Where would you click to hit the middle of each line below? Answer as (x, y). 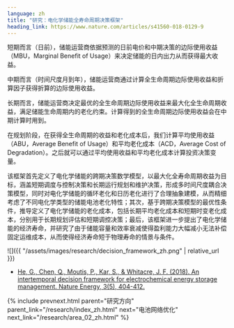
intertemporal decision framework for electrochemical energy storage (117, 279)
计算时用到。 (31, 120)
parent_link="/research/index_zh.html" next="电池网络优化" (93, 310)
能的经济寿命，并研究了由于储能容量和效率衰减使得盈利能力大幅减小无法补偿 (117, 228)
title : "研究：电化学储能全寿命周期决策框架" (65, 20)
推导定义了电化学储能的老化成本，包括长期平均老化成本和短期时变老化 (120, 211)
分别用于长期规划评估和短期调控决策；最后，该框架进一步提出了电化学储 (123, 219)
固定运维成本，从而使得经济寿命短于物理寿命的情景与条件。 (93, 237)
